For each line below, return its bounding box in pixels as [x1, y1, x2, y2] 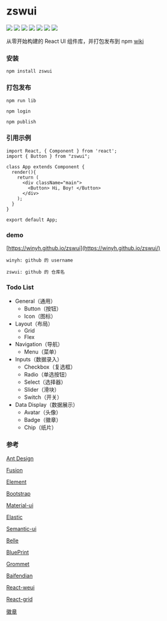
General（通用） [14, 298, 56, 305]
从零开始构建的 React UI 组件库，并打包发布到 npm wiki [6, 38, 144, 45]
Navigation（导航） [14, 341, 63, 348]
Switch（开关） [24, 393, 63, 401]
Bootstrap [6, 490, 31, 497]
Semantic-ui [6, 525, 37, 532]
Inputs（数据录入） [14, 356, 63, 363]
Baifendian [6, 572, 33, 579]
